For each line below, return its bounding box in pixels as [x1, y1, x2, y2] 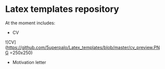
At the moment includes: [5, 20, 56, 26]
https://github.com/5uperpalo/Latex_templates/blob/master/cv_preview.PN [6, 44, 160, 50]
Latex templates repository [5, 3, 120, 15]
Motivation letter [12, 59, 46, 65]
